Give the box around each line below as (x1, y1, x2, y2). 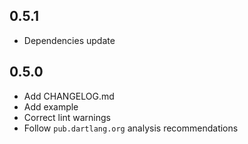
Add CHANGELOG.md (23, 90, 115, 102)
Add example (23, 100, 79, 113)
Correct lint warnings (23, 111, 111, 123)
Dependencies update (23, 34, 116, 46)
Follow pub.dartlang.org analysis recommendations (23, 122, 239, 134)
